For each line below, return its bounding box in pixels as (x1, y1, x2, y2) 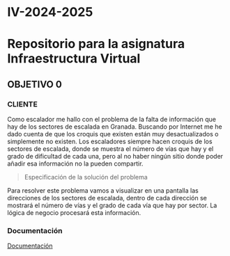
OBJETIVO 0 (7, 78, 63, 90)
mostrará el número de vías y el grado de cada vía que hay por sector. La (7, 201, 217, 209)
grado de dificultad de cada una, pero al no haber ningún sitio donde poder (7, 152, 224, 161)
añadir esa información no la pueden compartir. (7, 159, 144, 168)
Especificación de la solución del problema (24, 173, 148, 182)
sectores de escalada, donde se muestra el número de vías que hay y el (7, 145, 214, 153)
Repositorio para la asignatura (7, 36, 185, 52)
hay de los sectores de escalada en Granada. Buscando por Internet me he (7, 122, 222, 131)
